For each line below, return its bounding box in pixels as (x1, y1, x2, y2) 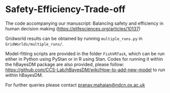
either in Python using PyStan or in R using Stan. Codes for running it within (5, 56, 163, 62)
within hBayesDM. (5, 72, 43, 78)
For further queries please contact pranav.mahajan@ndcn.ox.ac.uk (5, 82, 146, 88)
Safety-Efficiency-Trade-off (5, 4, 126, 15)
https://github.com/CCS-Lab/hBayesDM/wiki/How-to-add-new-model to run (5, 67, 165, 73)
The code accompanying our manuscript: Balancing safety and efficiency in (5, 20, 164, 26)
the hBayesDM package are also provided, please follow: (5, 61, 124, 67)
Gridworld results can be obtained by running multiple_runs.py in (5, 35, 143, 41)
